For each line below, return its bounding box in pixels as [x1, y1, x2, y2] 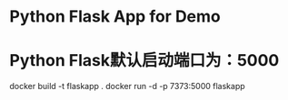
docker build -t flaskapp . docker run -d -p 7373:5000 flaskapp [9, 81, 245, 92]
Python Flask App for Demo [9, 6, 221, 27]
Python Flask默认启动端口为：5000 [9, 50, 280, 71]
